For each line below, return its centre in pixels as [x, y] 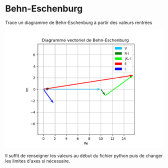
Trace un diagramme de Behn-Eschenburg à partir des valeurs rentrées [79, 22]
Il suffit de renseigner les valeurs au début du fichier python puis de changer [84, 155]
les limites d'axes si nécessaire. [38, 161]
